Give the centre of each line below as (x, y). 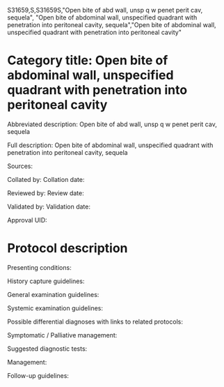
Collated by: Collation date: (46, 179)
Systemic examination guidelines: (55, 308)
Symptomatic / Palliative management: (62, 335)
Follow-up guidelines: (38, 375)
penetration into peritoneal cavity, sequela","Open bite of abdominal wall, (112, 25)
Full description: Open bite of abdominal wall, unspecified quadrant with (110, 145)
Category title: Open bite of (88, 60)
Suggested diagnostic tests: (47, 349)
